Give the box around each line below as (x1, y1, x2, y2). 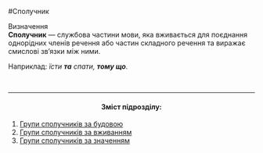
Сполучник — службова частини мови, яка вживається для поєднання (8, 30, 248, 39)
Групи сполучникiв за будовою (19, 119, 124, 129)
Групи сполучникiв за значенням (19, 136, 131, 145)
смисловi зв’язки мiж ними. (8, 47, 101, 55)
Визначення (8, 22, 49, 30)
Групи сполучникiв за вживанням (19, 128, 132, 137)
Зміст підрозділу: (101, 101, 162, 112)
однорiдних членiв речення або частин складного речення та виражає (8, 38, 246, 48)
